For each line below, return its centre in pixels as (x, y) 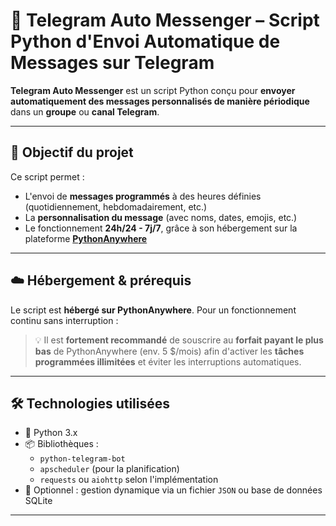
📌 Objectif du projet (72, 152)
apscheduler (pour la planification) (109, 469)
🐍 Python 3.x (51, 433)
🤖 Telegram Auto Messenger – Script (165, 20)
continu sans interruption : (64, 320)
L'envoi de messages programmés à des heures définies (143, 196)
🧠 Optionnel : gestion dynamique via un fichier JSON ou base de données (173, 490)
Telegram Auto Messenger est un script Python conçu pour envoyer (153, 90)
